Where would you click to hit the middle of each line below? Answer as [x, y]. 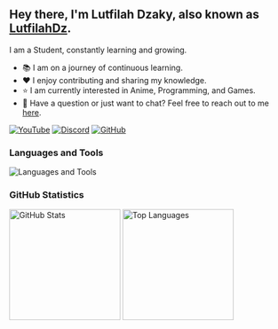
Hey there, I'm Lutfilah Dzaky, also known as [135, 15]
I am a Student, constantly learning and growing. [98, 50]
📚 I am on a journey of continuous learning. [103, 67]
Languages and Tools [56, 153]
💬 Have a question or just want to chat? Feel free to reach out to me [145, 103]
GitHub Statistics [47, 195]
